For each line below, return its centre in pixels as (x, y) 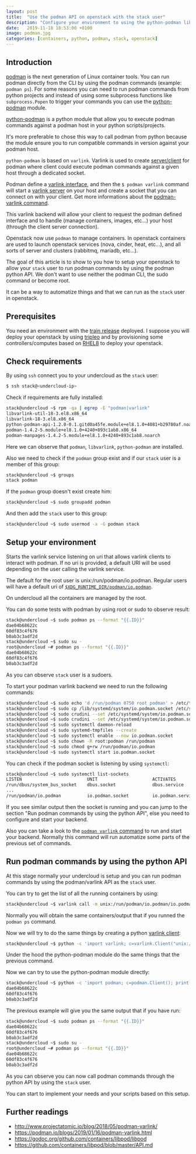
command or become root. (38, 280)
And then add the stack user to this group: (57, 514)
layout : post (22, 11)
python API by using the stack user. (49, 1082)
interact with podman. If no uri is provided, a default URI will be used (88, 562)
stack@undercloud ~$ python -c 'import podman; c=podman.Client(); (90, 983)
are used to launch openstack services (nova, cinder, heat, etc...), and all (93, 244)
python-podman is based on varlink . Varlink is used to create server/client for (98, 160)
